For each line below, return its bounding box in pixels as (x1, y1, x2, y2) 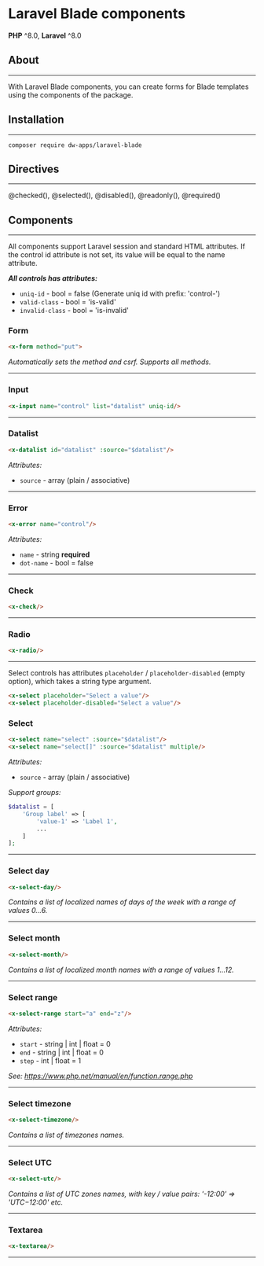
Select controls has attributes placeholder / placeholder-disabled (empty (8, 668, 246, 678)
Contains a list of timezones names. (8, 1130, 125, 1139)
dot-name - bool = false (19, 558, 94, 567)
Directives (8, 162, 60, 175)
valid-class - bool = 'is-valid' (19, 297, 116, 307)
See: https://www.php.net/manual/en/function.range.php (8, 1071, 193, 1080)
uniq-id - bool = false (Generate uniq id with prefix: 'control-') (19, 289, 221, 299)
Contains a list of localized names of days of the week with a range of (8, 897, 236, 907)
